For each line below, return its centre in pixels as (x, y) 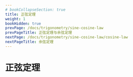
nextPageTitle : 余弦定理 (29, 42)
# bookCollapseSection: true (35, 10)
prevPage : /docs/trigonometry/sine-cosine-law (54, 28)
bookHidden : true (23, 23)
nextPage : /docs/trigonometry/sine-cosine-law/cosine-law (66, 38)
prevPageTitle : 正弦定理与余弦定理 (39, 33)
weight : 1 (15, 19)
